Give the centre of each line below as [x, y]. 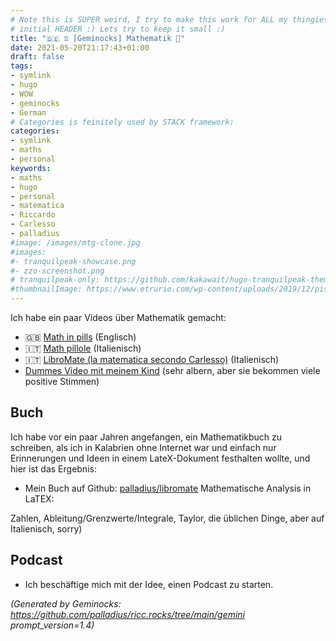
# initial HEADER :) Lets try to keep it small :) [118, 29]
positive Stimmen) [62, 381]
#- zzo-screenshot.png [57, 271]
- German [28, 112]
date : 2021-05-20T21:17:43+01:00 [80, 47]
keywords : [31, 168]
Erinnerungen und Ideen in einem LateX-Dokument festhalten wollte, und [160, 458]
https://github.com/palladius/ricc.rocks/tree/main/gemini [128, 614]
